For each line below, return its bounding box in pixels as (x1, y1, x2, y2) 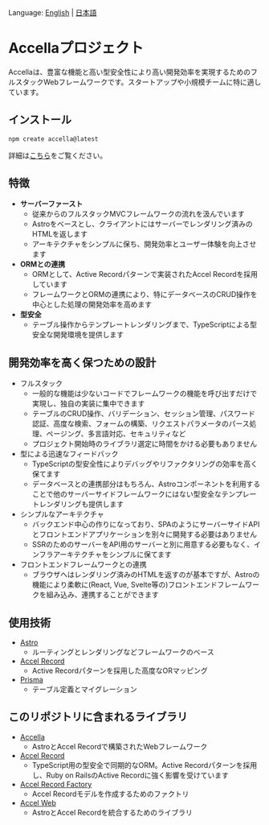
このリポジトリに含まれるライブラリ (8, 710, 188, 724)
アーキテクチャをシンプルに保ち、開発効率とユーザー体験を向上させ (31, 239, 257, 249)
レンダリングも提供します (39, 499, 124, 509)
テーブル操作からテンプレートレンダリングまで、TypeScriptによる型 (31, 320, 258, 329)
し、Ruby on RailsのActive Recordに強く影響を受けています (31, 770, 229, 780)
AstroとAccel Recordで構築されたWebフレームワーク (31, 741, 208, 751)
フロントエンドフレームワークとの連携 (19, 559, 147, 570)
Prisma (19, 675, 44, 685)
